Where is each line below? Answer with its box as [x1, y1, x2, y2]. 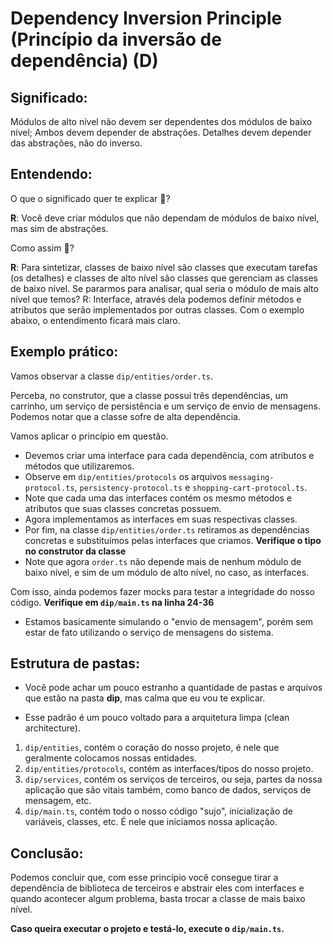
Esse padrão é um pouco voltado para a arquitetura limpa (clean [24, 712, 290, 724]
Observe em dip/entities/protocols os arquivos [24, 470, 227, 482]
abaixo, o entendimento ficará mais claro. [10, 314, 181, 326]
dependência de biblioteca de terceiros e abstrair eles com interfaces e [10, 882, 305, 894]
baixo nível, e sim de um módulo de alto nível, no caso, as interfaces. [24, 566, 310, 578]
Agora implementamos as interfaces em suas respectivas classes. [24, 513, 298, 525]
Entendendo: [10, 166, 93, 183]
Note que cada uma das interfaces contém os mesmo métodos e [24, 492, 293, 504]
